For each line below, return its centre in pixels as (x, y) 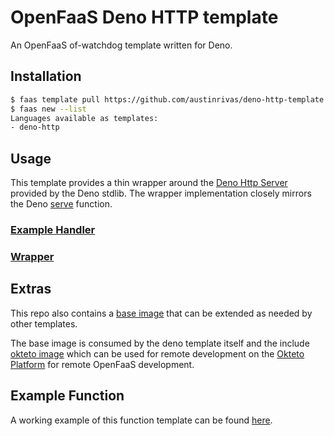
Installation (46, 76)
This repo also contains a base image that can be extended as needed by (161, 313)
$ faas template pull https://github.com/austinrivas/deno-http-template (167, 99)
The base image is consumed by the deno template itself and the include (160, 343)
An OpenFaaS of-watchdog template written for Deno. (121, 45)
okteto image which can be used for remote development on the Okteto (157, 353)
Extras (31, 289)
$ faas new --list (48, 109)
